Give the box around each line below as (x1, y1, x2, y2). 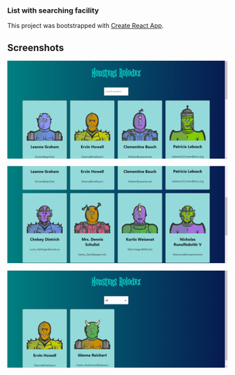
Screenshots (7, 41, 64, 54)
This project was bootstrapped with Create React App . (7, 22, 164, 30)
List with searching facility (7, 6, 99, 15)
